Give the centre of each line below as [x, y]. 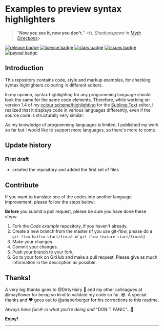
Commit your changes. [35, 247]
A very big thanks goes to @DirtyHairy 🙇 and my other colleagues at [74, 290]
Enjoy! [12, 319]
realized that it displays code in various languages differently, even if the [78, 110]
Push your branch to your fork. [43, 252]
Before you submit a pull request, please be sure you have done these [76, 211]
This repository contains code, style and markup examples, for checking [78, 80]
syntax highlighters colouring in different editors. [54, 85]
